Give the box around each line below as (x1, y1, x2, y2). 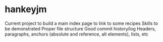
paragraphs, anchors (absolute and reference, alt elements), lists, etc (5, 31, 148, 37)
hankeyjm (5, 4, 47, 15)
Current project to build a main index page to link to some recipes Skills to (5, 20, 158, 26)
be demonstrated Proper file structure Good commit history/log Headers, (5, 25, 156, 31)
